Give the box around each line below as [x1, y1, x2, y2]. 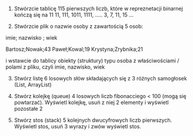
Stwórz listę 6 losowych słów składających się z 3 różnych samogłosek [14, 75, 187, 82]
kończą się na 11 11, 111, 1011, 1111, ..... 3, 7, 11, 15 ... [14, 11, 134, 18]
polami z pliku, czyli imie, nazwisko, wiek [5, 63, 105, 70]
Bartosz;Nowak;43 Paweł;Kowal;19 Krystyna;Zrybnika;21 [5, 46, 143, 53]
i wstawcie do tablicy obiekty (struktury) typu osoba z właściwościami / [5, 57, 179, 64]
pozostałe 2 [14, 105, 43, 112]
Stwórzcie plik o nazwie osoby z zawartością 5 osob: [14, 23, 143, 30]
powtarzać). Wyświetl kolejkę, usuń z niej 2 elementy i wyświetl [14, 99, 169, 106]
